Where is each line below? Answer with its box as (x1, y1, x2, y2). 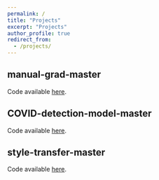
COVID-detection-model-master (7, 108, 152, 120)
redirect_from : (7, 36, 52, 43)
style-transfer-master (7, 146, 106, 158)
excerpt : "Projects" (7, 23, 68, 30)
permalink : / (7, 10, 46, 18)
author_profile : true (7, 29, 71, 37)
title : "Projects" (7, 17, 61, 24)
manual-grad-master (7, 69, 102, 81)
